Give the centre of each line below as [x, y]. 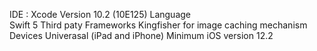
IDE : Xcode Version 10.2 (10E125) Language [100, 14]
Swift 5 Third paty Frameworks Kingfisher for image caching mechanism [158, 25]
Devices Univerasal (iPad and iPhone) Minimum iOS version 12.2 [141, 35]
